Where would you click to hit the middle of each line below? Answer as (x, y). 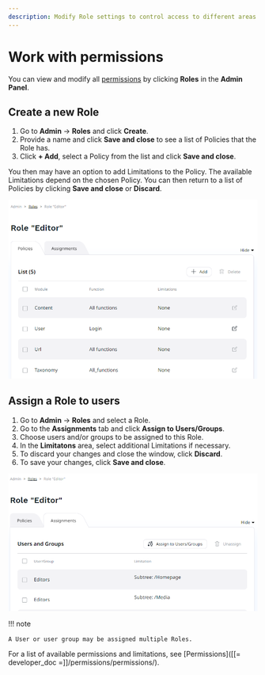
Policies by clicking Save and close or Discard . (85, 189)
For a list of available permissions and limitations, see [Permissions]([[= (125, 654)
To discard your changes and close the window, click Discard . (121, 454)
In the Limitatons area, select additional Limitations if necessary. (125, 445)
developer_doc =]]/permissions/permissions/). (84, 662)
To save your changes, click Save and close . (93, 462)
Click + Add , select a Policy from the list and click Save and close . (128, 156)
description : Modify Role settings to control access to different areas (132, 17)
